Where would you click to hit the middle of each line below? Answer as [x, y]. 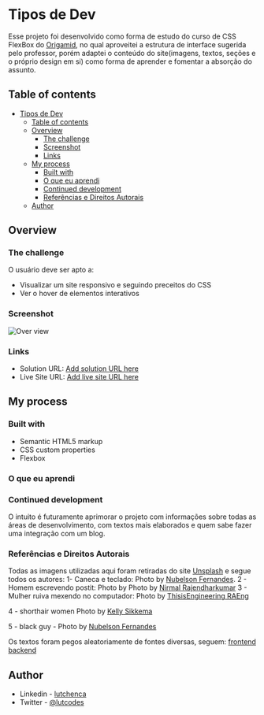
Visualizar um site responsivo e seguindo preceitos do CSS [115, 285]
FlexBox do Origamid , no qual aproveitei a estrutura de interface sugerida [127, 44]
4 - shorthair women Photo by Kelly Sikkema [80, 611]
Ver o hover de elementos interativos [79, 294]
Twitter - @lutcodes [52, 702]
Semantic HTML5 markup [61, 441]
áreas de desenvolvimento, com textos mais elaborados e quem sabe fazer [130, 524]
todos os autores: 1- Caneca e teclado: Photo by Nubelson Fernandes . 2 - [128, 580]
